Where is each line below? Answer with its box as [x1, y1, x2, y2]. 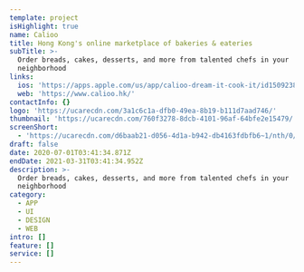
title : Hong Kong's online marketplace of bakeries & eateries [9, 38, 253, 48]
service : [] [9, 249, 54, 258]
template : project [9, 13, 79, 23]
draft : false [9, 140, 59, 149]
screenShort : [9, 123, 59, 132]
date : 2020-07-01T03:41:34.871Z [9, 148, 131, 157]
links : [9, 73, 34, 82]
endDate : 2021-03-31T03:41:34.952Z [9, 156, 144, 166]
